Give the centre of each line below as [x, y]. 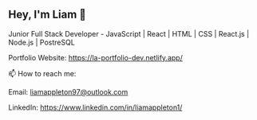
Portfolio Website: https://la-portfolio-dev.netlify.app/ [96, 57]
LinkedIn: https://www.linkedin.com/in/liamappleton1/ [95, 107]
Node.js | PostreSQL [42, 42]
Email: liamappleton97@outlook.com [68, 91]
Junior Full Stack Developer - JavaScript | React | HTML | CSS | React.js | [129, 33]
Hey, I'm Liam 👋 [47, 15]
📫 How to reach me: [42, 73]
